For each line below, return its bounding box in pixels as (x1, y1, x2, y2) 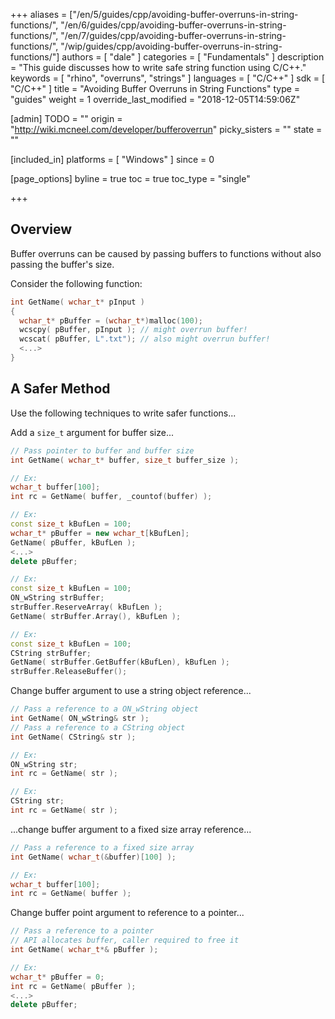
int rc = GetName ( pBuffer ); (10, 981, 137, 991)
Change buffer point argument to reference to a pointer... (10, 907, 245, 919)
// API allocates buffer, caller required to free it (10, 935, 240, 946)
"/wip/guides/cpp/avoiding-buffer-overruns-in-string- (60, 40, 283, 52)
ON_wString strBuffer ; (10, 593, 105, 603)
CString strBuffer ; (10, 648, 92, 658)
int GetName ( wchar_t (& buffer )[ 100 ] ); (10, 852, 177, 862)
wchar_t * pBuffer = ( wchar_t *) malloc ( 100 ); (19, 315, 203, 326)
